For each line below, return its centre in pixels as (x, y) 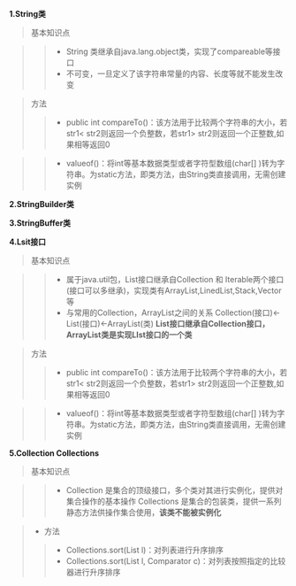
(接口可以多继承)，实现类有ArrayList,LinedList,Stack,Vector (174, 290)
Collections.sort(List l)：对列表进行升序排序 (144, 550)
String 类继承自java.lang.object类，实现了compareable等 (170, 51)
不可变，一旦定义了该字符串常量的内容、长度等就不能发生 (171, 73)
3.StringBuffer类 (40, 223)
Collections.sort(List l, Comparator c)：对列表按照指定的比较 (176, 561)
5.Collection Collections (54, 453)
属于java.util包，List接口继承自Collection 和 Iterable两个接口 (175, 279)
